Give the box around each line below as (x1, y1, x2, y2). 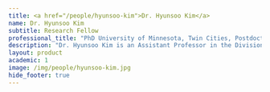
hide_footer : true (8, 71, 70, 79)
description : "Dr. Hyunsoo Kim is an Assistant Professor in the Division (8, 42, 264, 50)
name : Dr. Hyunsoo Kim (8, 19, 84, 27)
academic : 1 (8, 57, 48, 65)
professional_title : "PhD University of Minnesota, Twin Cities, (8, 34, 231, 42)
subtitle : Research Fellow (8, 26, 99, 34)
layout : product (8, 49, 63, 57)
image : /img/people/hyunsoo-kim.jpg (8, 64, 131, 72)
